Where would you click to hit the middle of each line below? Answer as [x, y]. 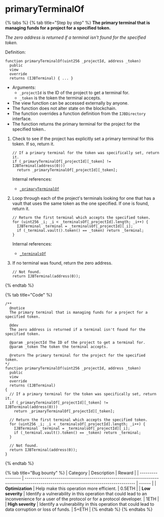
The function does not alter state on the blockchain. [64, 108]
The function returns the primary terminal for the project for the [76, 124]
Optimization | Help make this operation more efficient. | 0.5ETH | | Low [78, 488]
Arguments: [24, 87]
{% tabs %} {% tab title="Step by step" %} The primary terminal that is [78, 23]
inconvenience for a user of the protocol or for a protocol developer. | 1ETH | [82, 499]
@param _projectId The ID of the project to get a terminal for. [78, 342]
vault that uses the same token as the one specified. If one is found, [81, 203]
